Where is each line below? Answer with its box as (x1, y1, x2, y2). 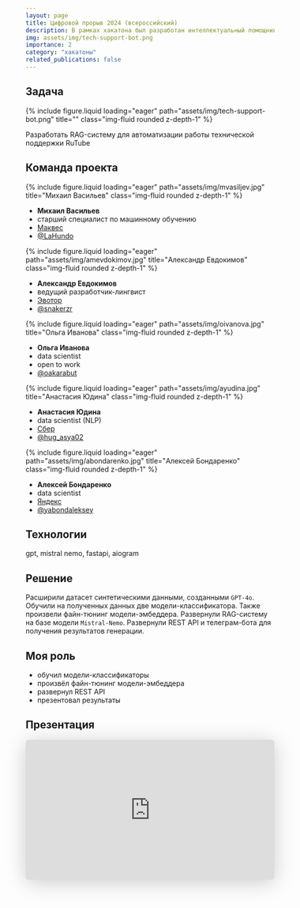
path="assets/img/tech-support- (159, 106, 266, 115)
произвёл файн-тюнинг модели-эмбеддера (36, 678, 185, 688)
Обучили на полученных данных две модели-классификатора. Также (25, 601, 261, 611)
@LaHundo (36, 231, 74, 240)
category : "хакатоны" (25, 48, 97, 56)
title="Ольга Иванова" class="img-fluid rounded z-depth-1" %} (25, 327, 234, 337)
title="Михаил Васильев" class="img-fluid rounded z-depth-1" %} (25, 191, 243, 200)
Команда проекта (25, 161, 118, 175)
